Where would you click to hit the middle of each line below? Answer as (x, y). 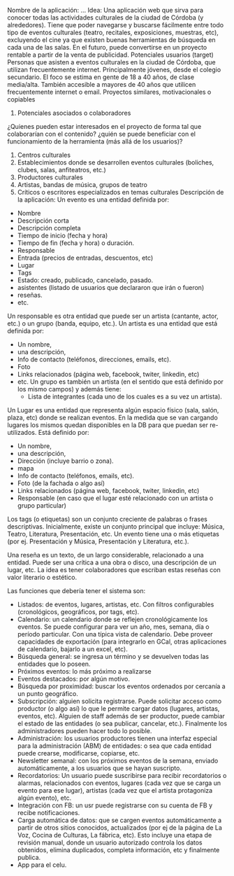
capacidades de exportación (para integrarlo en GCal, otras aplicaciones (122, 641)
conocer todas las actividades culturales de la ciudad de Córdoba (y (105, 18)
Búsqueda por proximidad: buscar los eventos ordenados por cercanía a (121, 686)
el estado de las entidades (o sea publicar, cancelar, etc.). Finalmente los (122, 723)
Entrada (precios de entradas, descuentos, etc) (85, 258)
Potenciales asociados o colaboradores (74, 113)
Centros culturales (44, 155)
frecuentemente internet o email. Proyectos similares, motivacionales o (109, 92)
